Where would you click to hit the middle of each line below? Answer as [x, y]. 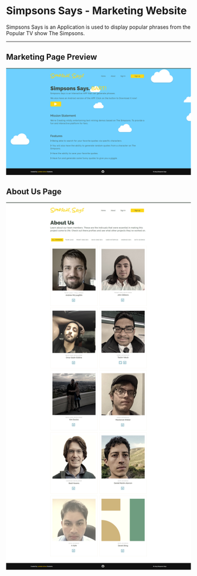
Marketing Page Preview [52, 57]
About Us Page [34, 191]
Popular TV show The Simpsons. [45, 33]
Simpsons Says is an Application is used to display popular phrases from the [98, 27]
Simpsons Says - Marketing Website [96, 11]
